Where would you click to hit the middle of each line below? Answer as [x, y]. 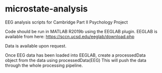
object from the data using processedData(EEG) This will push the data [76, 60]
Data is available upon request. [36, 46]
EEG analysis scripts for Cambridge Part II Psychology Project [66, 22]
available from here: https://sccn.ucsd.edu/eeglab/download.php [70, 36]
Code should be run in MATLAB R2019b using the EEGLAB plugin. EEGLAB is [81, 31]
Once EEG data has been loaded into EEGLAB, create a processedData [75, 55]
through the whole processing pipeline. [44, 65]
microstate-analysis [46, 9]
